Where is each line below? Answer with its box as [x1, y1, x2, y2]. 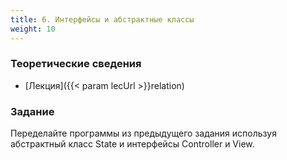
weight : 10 [10, 24, 56, 34]
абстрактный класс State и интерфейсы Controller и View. [10, 138, 255, 150]
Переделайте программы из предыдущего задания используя [10, 127, 277, 140]
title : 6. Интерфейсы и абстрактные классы [10, 14, 195, 25]
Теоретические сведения [10, 57, 142, 71]
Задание [10, 104, 55, 118]
